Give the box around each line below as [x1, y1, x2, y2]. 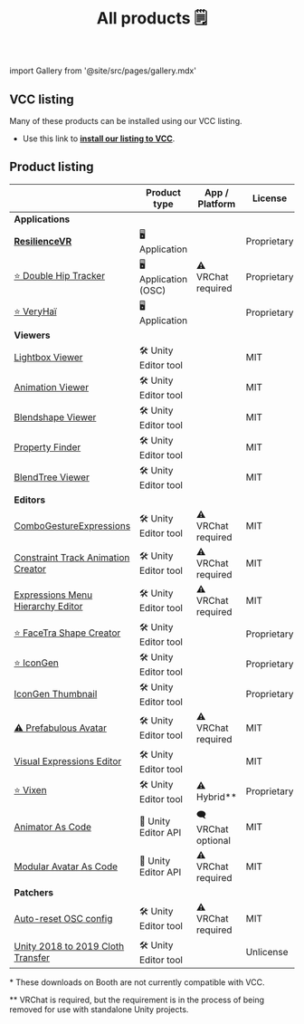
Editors [14, 493, 46, 506]
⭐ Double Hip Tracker [14, 269, 106, 282]
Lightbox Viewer [14, 351, 83, 364]
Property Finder [14, 441, 81, 454]
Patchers [14, 885, 54, 898]
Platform [197, 197, 236, 210]
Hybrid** [195, 790, 237, 803]
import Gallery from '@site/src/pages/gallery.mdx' [9, 65, 197, 76]
